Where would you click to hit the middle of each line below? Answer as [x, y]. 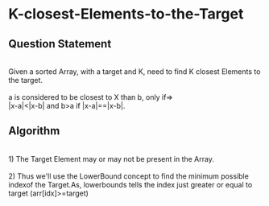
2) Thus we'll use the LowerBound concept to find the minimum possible [129, 176]
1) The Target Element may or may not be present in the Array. [112, 159]
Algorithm [34, 131]
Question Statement [60, 44]
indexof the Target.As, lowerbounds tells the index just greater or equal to [130, 184]
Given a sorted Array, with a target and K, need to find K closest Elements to [134, 72]
